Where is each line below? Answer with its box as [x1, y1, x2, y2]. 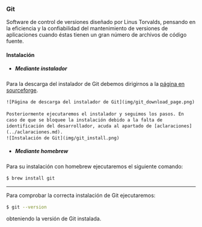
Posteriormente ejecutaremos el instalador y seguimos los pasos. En [6, 110, 185, 117]
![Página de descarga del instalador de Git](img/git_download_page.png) [6, 98, 195, 105]
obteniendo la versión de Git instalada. [6, 215, 102, 222]
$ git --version [6, 204, 47, 210]
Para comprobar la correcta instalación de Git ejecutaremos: [6, 192, 156, 199]
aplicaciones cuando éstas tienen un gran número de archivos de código [6, 31, 187, 38]
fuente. [6, 38, 24, 45]
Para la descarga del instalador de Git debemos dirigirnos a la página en [6, 80, 185, 87]
